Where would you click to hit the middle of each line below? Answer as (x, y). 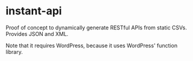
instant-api (34, 11)
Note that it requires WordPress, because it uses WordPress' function (92, 45)
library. (14, 51)
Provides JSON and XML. (37, 33)
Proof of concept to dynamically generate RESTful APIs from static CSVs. (96, 28)
